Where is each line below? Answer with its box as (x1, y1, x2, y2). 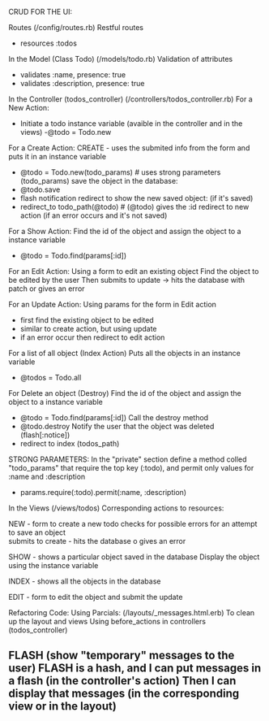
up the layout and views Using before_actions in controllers (8, 617, 207, 626)
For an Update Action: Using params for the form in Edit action (8, 300, 217, 309)
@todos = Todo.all (19, 373, 82, 382)
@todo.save (19, 185, 61, 194)
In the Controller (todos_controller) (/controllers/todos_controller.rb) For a (8, 94, 253, 104)
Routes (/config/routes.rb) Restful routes (8, 23, 144, 32)
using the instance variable (8, 561, 99, 570)
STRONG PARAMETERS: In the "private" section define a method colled (8, 454, 247, 464)
